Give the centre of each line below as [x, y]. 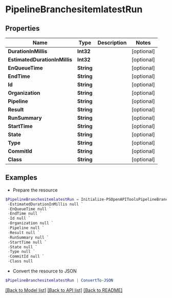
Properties [23, 28]
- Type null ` [21, 252]
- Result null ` [24, 232]
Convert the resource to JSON [45, 271]
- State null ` [23, 247]
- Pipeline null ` [26, 228]
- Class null [20, 261]
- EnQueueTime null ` [29, 209]
